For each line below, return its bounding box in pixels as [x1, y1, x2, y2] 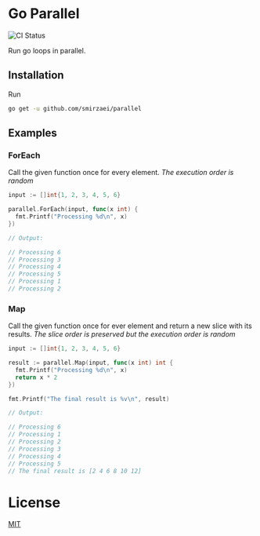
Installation [8, 68, 64, 82]
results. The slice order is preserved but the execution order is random [8, 330, 237, 339]
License [8, 494, 61, 511]
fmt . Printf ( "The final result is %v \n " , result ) [8, 395, 170, 403]
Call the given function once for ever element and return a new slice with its [8, 321, 252, 330]
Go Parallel [8, 5, 80, 23]
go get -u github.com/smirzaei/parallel [8, 104, 143, 112]
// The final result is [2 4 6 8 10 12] [8, 467, 143, 475]
